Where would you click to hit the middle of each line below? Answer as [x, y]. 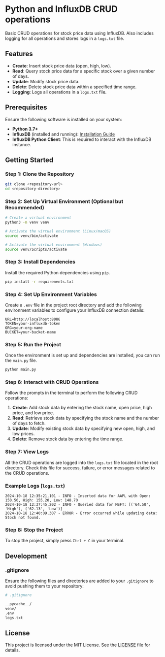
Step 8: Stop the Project [34, 530]
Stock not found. [23, 518]
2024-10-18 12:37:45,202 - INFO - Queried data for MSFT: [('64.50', [78, 505]
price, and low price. [33, 413]
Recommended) [25, 207]
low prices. [23, 434]
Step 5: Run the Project [33, 344]
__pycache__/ [18, 604]
